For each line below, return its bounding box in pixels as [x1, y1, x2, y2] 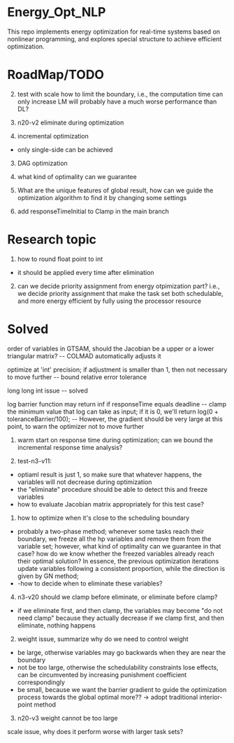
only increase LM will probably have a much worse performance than [17, 97, 217, 106]
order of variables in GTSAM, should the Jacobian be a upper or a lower [7, 344, 214, 353]
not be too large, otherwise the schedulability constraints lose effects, [17, 663, 219, 672]
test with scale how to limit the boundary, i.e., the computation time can [17, 90, 224, 98]
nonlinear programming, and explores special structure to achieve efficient [7, 34, 222, 43]
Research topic [7, 232, 96, 248]
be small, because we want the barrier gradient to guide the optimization [17, 685, 227, 693]
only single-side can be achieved [17, 145, 113, 154]
